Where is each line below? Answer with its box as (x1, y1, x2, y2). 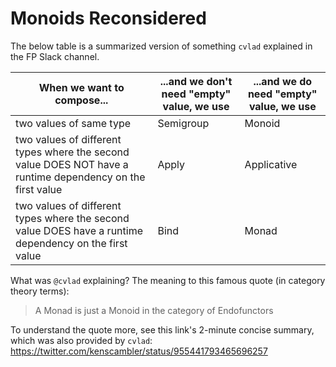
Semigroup (157, 116, 210, 130)
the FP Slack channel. (10, 50, 100, 62)
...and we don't (159, 74, 233, 88)
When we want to (38, 80, 125, 94)
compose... (54, 93, 109, 107)
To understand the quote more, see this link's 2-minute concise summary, (10, 323, 315, 336)
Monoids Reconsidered (10, 7, 207, 30)
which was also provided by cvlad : (10, 334, 153, 346)
